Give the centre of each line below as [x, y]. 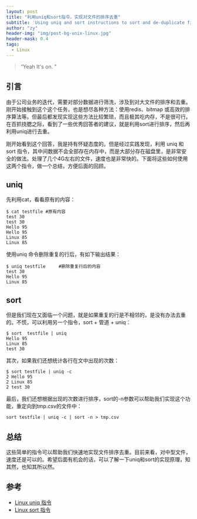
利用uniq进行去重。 [29, 131]
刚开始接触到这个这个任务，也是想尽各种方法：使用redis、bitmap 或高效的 [96, 109]
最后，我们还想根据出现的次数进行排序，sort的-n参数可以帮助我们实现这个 [96, 399]
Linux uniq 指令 [33, 502]
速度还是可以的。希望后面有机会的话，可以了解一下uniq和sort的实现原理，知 [98, 459]
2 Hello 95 [19, 377]
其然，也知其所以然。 [32, 467]
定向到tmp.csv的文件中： [52, 406]
